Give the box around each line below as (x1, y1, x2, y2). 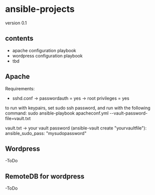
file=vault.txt (5, 115, 31, 121)
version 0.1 (5, 20, 27, 26)
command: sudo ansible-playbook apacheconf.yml (5, 110, 109, 116)
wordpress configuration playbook (12, 53, 83, 59)
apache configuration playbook (12, 47, 77, 53)
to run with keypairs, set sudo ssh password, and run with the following (5, 105, 151, 111)
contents (5, 34, 34, 43)
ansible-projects (5, 3, 75, 15)
